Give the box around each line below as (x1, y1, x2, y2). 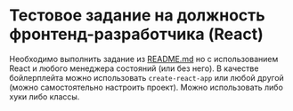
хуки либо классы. (9, 91, 80, 102)
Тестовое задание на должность (9, 5, 265, 26)
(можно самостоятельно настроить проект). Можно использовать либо (9, 82, 283, 92)
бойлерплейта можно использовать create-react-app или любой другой (9, 72, 285, 83)
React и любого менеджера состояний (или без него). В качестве (9, 63, 259, 74)
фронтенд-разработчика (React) (9, 24, 265, 44)
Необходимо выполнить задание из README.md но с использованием (9, 53, 279, 64)
